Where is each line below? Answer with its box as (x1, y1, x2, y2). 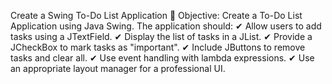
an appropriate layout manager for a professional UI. (10, 63, 226, 74)
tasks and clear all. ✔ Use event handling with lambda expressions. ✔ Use (10, 52, 315, 64)
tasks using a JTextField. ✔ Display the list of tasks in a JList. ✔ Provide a (10, 31, 313, 42)
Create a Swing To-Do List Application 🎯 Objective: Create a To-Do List (10, 10, 303, 21)
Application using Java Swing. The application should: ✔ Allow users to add (10, 20, 322, 32)
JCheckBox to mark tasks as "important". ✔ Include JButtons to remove (10, 41, 306, 53)
